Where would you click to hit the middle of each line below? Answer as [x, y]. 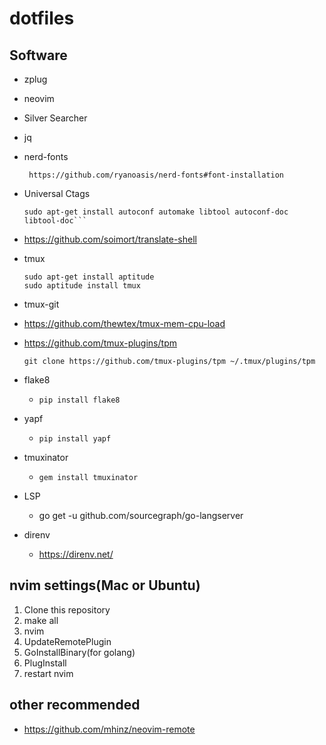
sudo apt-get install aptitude [89, 277]
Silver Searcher [55, 118]
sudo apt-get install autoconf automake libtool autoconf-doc [156, 212]
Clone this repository [67, 609]
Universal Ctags [57, 193]
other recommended [75, 705]
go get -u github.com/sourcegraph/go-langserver [141, 515]
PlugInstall [45, 663]
